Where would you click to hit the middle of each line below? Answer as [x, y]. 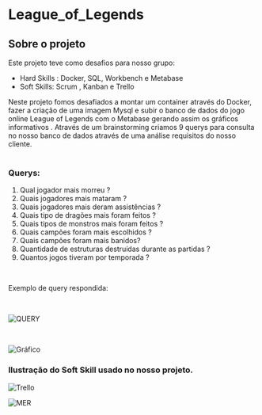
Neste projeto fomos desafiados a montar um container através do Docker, [130, 102]
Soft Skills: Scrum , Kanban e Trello [77, 86]
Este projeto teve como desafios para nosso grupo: [92, 63]
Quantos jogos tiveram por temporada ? [84, 257]
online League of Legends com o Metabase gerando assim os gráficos [123, 119]
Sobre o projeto [47, 44]
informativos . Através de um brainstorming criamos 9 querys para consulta [131, 127]
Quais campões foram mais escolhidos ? [85, 232]
